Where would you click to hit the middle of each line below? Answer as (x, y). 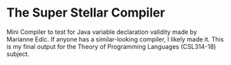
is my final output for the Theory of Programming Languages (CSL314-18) (111, 46)
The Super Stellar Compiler (86, 13)
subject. (18, 54)
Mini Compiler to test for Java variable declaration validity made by (102, 32)
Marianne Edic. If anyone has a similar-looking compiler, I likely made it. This (115, 39)
